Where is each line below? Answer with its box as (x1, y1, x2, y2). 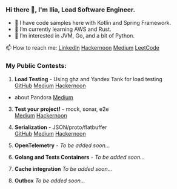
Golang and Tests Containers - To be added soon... (14, 153, 145, 161)
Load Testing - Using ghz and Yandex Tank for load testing (14, 75, 163, 82)
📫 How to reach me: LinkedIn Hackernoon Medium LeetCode (5, 44, 160, 51)
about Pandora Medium (14, 93, 73, 101)
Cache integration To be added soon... (14, 165, 113, 172)
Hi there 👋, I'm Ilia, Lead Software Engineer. (5, 5, 136, 14)
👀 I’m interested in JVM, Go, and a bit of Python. (14, 32, 135, 39)
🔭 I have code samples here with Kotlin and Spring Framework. (14, 19, 172, 27)
